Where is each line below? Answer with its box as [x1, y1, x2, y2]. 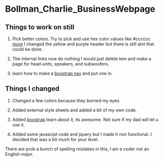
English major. [5, 151, 33, 157]
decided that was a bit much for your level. [12, 136, 99, 142]
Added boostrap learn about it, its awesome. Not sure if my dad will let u [12, 116, 159, 122]
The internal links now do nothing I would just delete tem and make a [12, 56, 151, 62]
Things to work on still [5, 23, 75, 31]
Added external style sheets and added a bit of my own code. [12, 107, 137, 113]
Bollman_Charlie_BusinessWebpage [5, 3, 156, 15]
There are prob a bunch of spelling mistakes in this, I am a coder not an [5, 146, 149, 152]
